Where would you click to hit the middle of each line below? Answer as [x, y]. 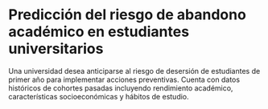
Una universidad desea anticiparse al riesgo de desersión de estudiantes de [134, 71]
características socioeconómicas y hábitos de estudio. [99, 96]
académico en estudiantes [99, 32]
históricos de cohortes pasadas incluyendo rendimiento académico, [121, 88]
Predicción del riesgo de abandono [128, 15]
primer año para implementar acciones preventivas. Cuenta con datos [124, 79]
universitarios [56, 49]
